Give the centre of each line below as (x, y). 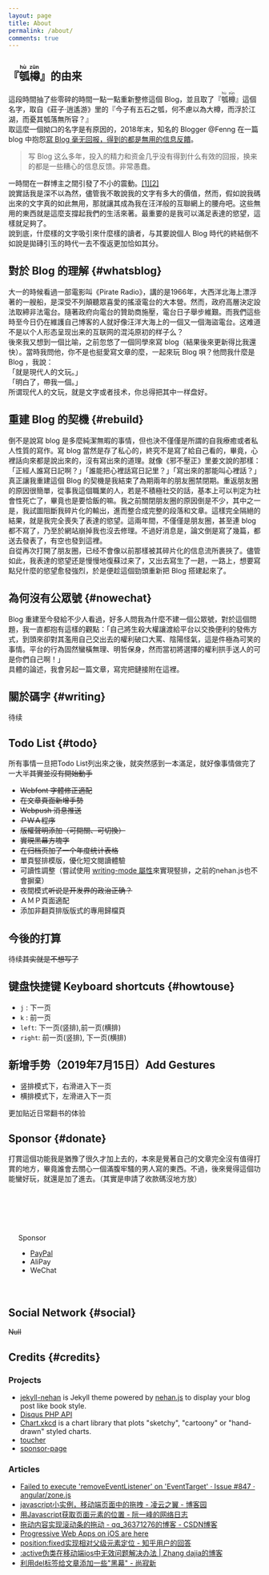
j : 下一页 (35, 1007)
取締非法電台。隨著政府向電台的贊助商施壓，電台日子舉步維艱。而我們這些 (138, 311)
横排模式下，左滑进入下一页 (66, 1096)
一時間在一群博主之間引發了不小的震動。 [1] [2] (84, 183)
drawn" (32, 1431)
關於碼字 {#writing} (57, 696)
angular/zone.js (46, 1495)
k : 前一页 (35, 1017)
